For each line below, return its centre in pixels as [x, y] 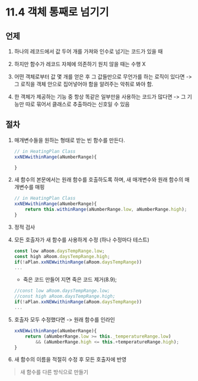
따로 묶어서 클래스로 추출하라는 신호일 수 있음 [77, 104]
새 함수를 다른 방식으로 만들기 [54, 372]
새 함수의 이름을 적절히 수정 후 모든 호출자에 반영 [70, 360]
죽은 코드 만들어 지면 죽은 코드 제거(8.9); [70, 279]
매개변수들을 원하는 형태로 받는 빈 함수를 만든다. [69, 140]
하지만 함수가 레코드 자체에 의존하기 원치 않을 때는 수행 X [80, 64]
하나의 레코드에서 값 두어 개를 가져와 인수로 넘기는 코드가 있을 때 [88, 51]
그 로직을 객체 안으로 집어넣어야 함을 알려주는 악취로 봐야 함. [84, 84]
